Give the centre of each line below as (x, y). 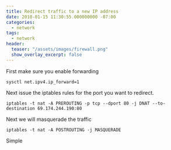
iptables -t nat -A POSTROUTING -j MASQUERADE (64, 130)
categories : (20, 22)
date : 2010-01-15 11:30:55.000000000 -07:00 (61, 17)
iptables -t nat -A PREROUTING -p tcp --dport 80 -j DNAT (78, 103)
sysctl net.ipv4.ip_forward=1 (43, 82)
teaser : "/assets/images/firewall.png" (60, 49)
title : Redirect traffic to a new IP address (62, 11)
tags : (13, 33)
